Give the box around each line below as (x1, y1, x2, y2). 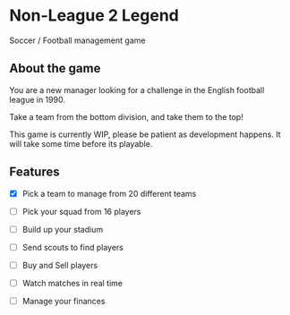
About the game (9, 61, 101, 76)
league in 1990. (9, 94, 65, 105)
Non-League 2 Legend (9, 5, 179, 26)
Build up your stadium (21, 224, 104, 234)
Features (9, 165, 60, 180)
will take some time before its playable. (9, 138, 153, 149)
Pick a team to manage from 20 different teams (21, 188, 197, 199)
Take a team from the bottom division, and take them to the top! (9, 111, 243, 122)
